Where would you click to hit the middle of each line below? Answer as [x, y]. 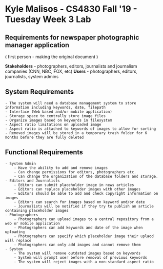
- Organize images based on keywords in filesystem [59, 120]
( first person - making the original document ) [52, 57]
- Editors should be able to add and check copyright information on [86, 193]
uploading [15, 232]
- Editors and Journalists [32, 181]
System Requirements [40, 92]
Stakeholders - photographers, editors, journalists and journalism [71, 66]
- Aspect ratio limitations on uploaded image [53, 124]
